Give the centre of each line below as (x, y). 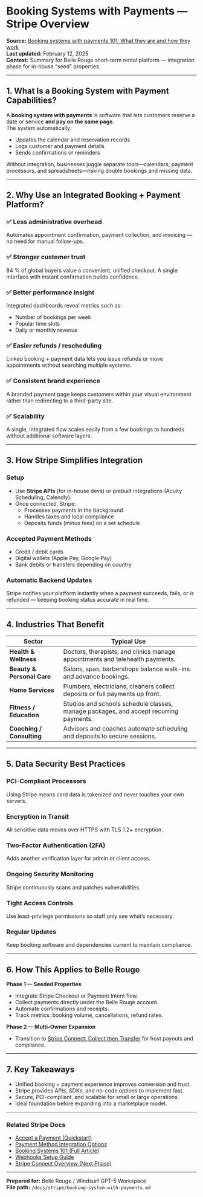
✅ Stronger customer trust (46, 257)
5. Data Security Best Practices (66, 764)
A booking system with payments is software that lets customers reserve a (101, 115)
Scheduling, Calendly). (43, 497)
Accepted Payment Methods (49, 538)
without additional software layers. (49, 436)
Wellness (23, 659)
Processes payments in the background (73, 510)
